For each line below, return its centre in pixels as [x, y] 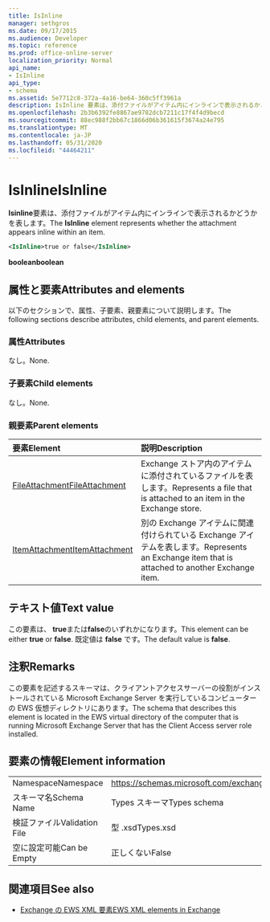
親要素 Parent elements [53, 425]
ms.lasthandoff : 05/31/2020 [55, 143]
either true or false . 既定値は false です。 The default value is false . [119, 638]
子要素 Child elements [51, 384]
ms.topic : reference [43, 46]
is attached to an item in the [192, 498]
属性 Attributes [37, 341]
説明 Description [172, 448]
